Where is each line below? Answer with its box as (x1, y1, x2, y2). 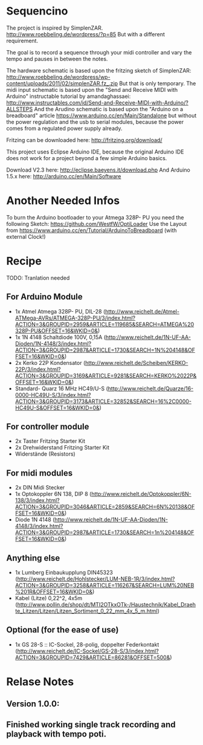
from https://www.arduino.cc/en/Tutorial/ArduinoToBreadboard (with (6, 227, 177, 234)
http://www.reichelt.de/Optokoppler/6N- (91, 491, 192, 498)
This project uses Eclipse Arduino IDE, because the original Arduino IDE (6, 148, 184, 155)
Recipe (6, 254, 42, 268)
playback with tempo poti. (6, 729, 107, 739)
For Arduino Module (6, 292, 83, 302)
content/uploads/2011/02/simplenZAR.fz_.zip (6, 80, 118, 87)
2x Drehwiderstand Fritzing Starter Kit (14, 444, 110, 451)
